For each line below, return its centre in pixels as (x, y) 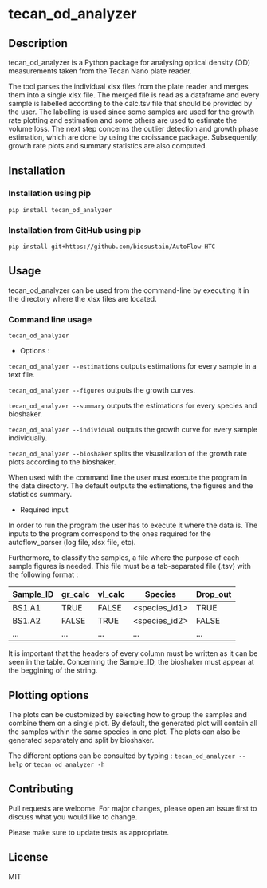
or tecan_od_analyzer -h (65, 764)
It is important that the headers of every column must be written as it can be (133, 653)
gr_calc (75, 594)
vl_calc (111, 594)
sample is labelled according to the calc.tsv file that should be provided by (130, 103)
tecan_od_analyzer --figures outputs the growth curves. (102, 390)
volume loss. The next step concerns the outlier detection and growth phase (133, 129)
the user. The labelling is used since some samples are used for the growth (132, 112)
